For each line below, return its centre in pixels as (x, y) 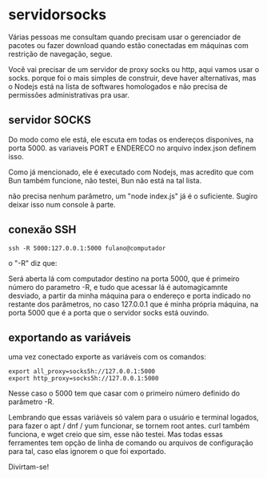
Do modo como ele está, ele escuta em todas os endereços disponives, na (131, 139)
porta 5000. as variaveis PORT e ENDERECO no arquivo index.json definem (132, 148)
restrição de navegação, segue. (61, 54)
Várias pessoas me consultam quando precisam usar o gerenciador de (125, 37)
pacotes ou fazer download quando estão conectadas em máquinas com (129, 45)
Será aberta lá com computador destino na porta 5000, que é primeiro (124, 279)
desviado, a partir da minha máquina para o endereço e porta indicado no (130, 295)
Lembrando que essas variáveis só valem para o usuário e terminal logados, (133, 417)
